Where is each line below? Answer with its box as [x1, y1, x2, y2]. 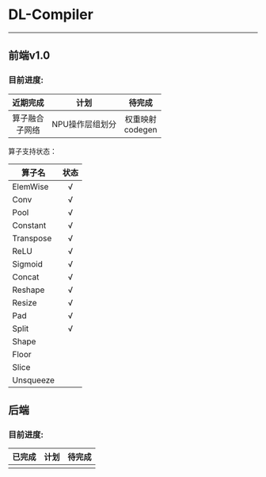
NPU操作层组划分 [51, 118, 117, 129]
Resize [12, 297, 37, 308]
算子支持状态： [8, 146, 57, 156]
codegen [123, 124, 158, 135]
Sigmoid [12, 258, 44, 269]
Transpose [12, 233, 52, 244]
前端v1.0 [8, 49, 51, 63]
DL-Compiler [8, 6, 93, 24]
